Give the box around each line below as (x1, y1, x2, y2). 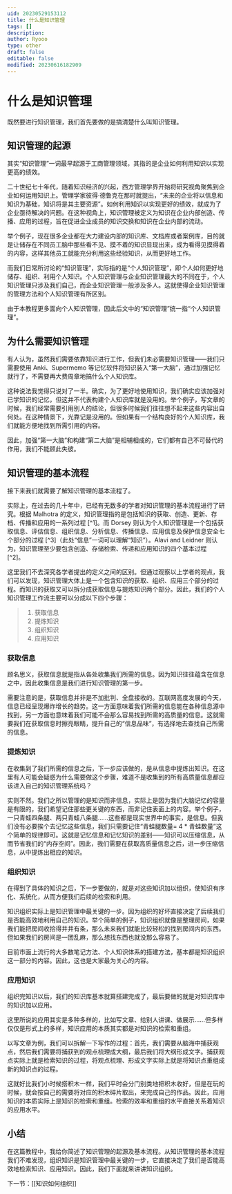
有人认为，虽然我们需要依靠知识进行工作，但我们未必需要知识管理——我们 (7, 355, 219, 363)
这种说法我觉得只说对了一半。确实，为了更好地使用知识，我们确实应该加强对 (7, 387, 225, 395)
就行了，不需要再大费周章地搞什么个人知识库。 (7, 372, 140, 381)
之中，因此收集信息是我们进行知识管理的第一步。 (7, 679, 146, 688)
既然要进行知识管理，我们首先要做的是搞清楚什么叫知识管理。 (7, 117, 183, 126)
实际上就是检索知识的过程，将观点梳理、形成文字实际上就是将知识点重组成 (12, 1056, 225, 1065)
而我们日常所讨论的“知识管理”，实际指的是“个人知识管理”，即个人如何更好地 (7, 264, 224, 272)
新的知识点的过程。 (7, 1065, 62, 1073)
